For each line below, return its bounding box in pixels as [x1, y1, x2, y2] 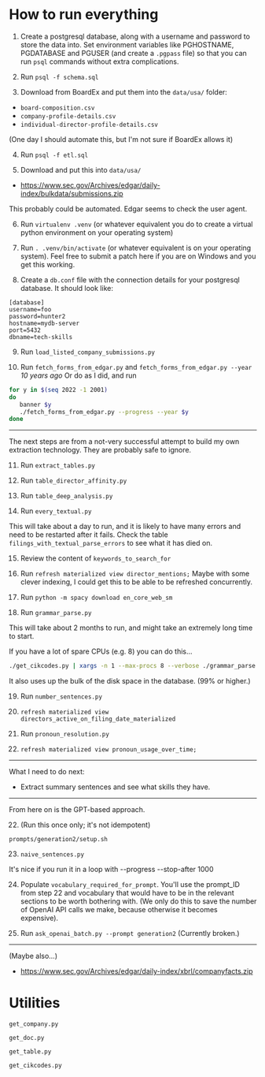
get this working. [20, 259, 75, 269]
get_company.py [9, 1020, 59, 1028]
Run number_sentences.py [20, 691, 103, 701]
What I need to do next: [9, 767, 85, 777]
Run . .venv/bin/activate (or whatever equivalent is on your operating [20, 243, 252, 252]
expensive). [20, 913, 58, 923]
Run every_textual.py [20, 506, 92, 516]
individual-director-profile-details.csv [20, 121, 158, 129]
